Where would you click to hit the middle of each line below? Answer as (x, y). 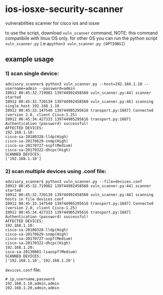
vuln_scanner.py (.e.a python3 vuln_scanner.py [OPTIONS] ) (65, 43)
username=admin (21, 88)
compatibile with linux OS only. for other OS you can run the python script (81, 38)
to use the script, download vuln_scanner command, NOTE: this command (81, 33)
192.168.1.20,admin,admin (32, 288)
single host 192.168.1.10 (32, 106)
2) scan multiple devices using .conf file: (56, 171)
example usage (30, 59)
